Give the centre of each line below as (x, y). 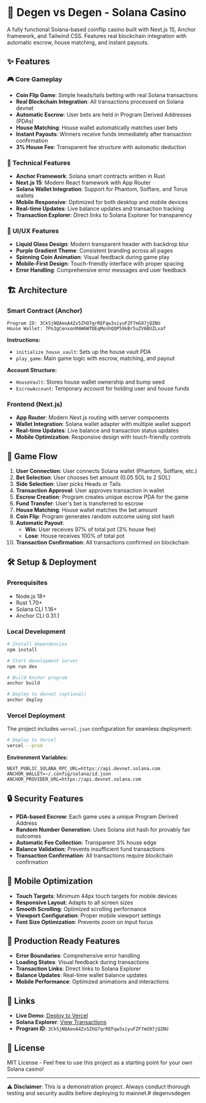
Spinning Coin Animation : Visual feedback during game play (93, 257)
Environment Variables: (38, 758)
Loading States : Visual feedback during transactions (82, 962)
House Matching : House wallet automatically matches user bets (97, 127)
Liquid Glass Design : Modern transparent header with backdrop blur (102, 244)
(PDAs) (25, 121)
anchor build (24, 683)
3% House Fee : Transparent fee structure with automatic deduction (101, 147)
